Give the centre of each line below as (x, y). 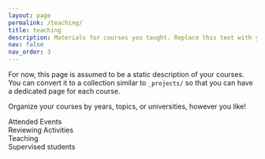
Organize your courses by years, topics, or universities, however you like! (127, 106)
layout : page (30, 15)
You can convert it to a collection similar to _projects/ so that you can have (131, 83)
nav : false (26, 45)
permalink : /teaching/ (45, 23)
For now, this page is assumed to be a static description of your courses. (126, 74)
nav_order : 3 (30, 52)
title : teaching (35, 30)
